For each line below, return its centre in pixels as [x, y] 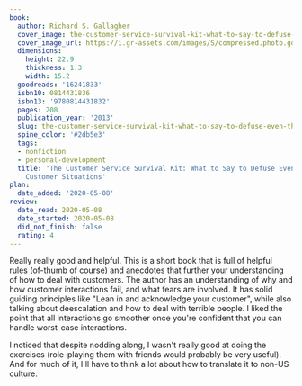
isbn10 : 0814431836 [54, 93]
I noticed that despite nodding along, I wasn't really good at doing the [138, 345]
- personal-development [62, 160]
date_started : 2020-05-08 [66, 218]
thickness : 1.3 [54, 68]
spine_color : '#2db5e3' [62, 135]
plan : [19, 185]
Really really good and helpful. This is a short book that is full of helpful [141, 261]
